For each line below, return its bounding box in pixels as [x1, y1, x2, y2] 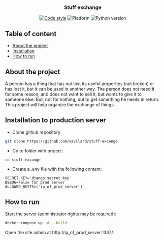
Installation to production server [5, 116, 106, 125]
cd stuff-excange [5, 157, 41, 162]
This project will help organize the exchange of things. [5, 101, 115, 107]
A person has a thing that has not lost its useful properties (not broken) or [5, 81, 154, 87]
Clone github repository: [12, 129, 62, 135]
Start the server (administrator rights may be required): [5, 211, 117, 217]
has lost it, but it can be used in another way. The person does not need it [5, 86, 155, 92]
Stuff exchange [64, 4, 102, 11]
